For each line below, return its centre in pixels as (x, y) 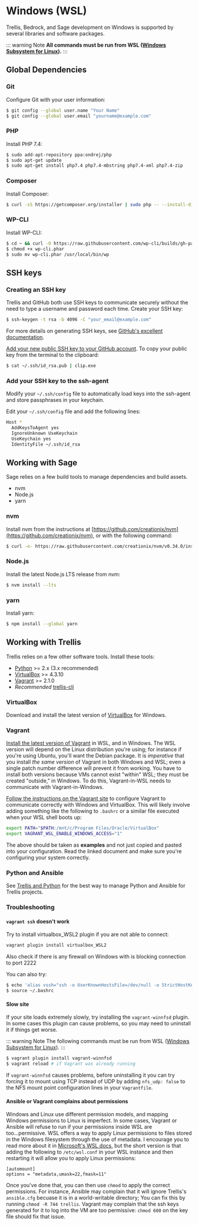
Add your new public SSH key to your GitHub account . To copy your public (97, 348)
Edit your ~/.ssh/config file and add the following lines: (73, 411)
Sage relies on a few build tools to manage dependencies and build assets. (97, 477)
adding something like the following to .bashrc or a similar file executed (93, 811)
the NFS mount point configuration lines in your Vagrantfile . (80, 1087)
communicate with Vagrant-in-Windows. (55, 787)
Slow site (18, 1004)
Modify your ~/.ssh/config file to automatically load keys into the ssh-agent (98, 394)
